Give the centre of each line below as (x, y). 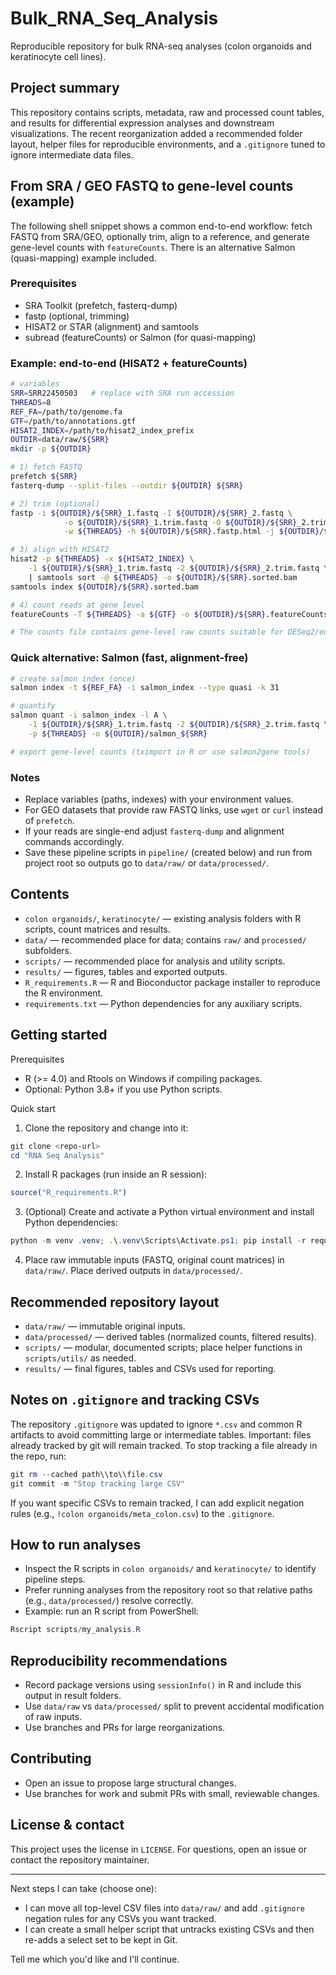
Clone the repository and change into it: (106, 1128)
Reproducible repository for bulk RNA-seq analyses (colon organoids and (161, 46)
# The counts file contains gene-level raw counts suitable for (147, 632)
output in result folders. (73, 1695)
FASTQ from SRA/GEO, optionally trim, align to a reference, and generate (160, 236)
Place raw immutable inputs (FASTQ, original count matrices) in (154, 1260)
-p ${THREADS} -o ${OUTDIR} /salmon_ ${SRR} (118, 733)
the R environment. (64, 993)
